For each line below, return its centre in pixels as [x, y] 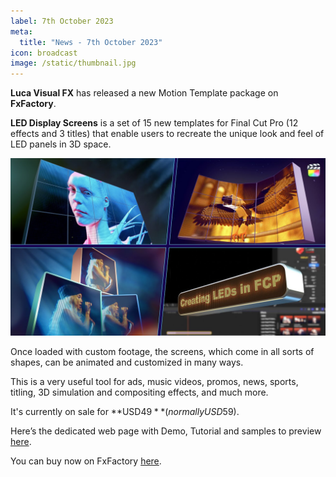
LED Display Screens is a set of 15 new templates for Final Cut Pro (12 [154, 123]
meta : [21, 31]
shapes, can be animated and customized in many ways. [127, 362]
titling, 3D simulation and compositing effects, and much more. [139, 392]
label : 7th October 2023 [62, 21]
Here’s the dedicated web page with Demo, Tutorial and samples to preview [166, 431]
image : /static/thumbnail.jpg [73, 63]
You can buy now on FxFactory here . [86, 461]
